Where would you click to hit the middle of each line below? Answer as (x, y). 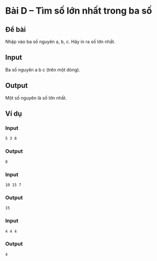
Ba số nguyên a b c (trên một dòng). (43, 70)
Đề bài (16, 30)
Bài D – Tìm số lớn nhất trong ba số (79, 11)
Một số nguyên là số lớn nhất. (36, 98)
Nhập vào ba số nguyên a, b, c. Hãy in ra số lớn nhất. (60, 41)
